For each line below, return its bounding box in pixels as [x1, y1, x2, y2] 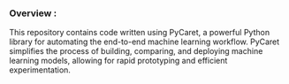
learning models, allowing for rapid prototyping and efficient [9, 56, 228, 66]
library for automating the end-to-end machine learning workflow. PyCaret [9, 36, 280, 47]
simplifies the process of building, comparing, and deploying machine [9, 46, 263, 57]
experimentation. [9, 65, 71, 75]
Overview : [9, 7, 57, 19]
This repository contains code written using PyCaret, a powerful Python [9, 27, 270, 38]
